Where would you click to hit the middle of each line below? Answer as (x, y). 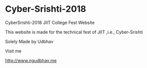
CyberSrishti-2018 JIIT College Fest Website (50, 23)
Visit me (13, 51)
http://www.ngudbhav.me (31, 60)
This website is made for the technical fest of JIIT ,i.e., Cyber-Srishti (74, 32)
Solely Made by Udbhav (29, 41)
